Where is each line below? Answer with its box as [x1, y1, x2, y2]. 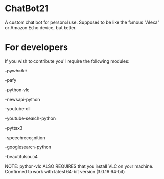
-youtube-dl [5, 106, 30, 111]
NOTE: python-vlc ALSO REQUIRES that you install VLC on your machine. [5, 163, 154, 169]
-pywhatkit [5, 68, 27, 73]
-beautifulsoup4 [5, 153, 38, 159]
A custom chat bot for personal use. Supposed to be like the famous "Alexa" [5, 19, 160, 25]
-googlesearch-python [5, 144, 52, 150]
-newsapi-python [5, 96, 40, 102]
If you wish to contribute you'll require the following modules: [5, 58, 130, 64]
